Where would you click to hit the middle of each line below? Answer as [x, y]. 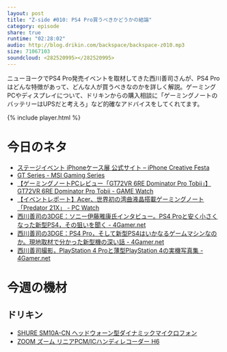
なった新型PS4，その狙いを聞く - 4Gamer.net [81, 225]
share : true [24, 32]
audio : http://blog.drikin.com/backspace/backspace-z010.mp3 [96, 45]
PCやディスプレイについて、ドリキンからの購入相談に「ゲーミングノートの [112, 95]
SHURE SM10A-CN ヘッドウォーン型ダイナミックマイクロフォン [107, 333]
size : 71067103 [29, 52]
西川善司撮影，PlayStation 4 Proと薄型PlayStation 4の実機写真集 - [110, 250]
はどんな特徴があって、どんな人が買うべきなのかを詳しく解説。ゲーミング [112, 87]
